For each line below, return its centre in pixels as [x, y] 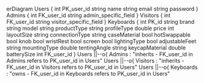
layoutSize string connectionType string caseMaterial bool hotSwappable [99, 35]
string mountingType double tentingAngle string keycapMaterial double [96, 48]
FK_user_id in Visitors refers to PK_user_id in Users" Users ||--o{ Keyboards [102, 67]
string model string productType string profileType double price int [90, 28]
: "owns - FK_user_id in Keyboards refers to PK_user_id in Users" [88, 74]
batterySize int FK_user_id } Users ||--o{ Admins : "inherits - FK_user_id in [100, 54]
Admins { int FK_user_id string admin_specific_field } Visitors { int [89, 15]
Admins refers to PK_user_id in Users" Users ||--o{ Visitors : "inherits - [96, 61]
